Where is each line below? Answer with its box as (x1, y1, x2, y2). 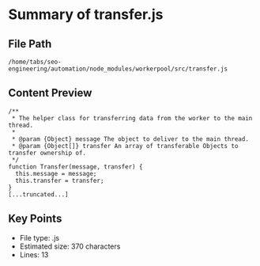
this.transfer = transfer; (15, 177, 104, 184)
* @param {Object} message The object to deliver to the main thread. (11, 135, 249, 143)
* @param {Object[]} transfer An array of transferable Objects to (11, 142, 239, 150)
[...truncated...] (8, 190, 69, 199)
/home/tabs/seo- (8, 58, 62, 66)
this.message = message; (15, 169, 97, 177)
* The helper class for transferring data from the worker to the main (11, 114, 253, 122)
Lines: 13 (19, 249, 49, 259)
